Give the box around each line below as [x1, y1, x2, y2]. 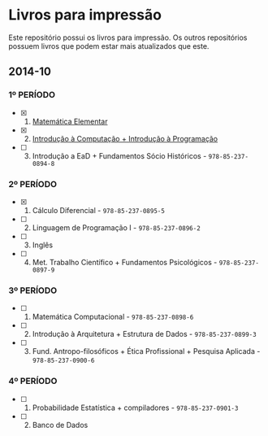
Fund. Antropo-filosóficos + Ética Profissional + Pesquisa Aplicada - [32, 347, 261, 356]
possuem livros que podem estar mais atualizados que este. [8, 41, 210, 50]
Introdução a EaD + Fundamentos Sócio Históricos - [32, 150, 207, 160]
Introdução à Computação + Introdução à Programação [32, 133, 218, 143]
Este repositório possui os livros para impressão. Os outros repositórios [8, 33, 248, 42]
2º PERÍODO [8, 178, 58, 190]
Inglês [32, 240, 54, 250]
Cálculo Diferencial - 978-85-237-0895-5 [32, 205, 165, 215]
